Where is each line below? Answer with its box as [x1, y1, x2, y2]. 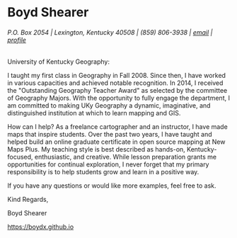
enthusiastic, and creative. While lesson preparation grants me [34, 153, 217, 161]
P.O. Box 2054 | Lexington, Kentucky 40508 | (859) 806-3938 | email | [7, 28, 214, 36]
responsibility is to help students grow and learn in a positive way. [7, 168, 200, 176]
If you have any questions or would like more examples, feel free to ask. [7, 181, 216, 190]
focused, [7, 153, 33, 161]
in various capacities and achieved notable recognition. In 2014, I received [7, 79, 224, 87]
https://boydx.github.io [7, 222, 74, 231]
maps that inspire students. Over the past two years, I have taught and [7, 130, 212, 139]
